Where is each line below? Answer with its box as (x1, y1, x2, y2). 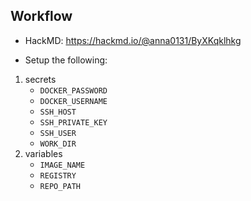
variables (24, 147, 63, 159)
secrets (24, 73, 57, 85)
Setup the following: (24, 54, 108, 66)
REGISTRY (39, 170, 77, 181)
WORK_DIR (39, 139, 77, 149)
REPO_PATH (39, 181, 82, 191)
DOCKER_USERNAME (39, 96, 108, 106)
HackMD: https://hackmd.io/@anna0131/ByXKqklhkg (24, 34, 242, 46)
